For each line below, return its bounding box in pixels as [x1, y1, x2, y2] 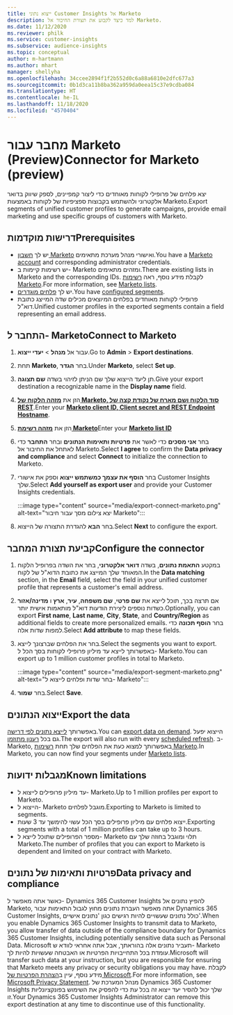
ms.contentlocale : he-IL [7, 95, 79, 101]
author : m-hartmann [7, 56, 64, 63]
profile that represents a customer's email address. [17, 583, 164, 592]
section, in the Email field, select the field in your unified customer [17, 576, 207, 584]
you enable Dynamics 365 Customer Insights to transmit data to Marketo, [7, 918, 217, 927]
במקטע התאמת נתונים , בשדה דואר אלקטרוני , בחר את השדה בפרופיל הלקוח [17, 561, 220, 569]
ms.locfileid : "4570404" [7, 107, 79, 114]
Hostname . [17, 411, 50, 419]
